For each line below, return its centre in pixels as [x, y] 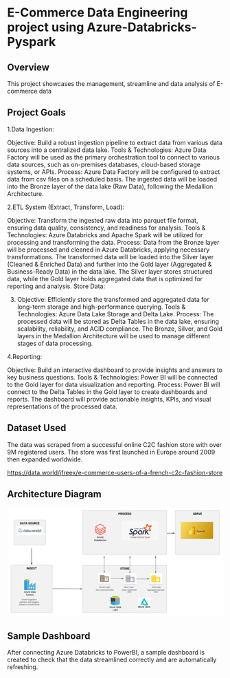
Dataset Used [37, 428]
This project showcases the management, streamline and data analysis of [111, 84]
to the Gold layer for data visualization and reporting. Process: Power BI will [114, 384]
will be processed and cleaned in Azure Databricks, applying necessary [108, 250]
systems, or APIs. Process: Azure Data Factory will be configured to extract [114, 172]
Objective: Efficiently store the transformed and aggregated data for [113, 299]
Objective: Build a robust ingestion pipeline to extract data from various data [115, 142]
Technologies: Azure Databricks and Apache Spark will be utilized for [105, 234]
